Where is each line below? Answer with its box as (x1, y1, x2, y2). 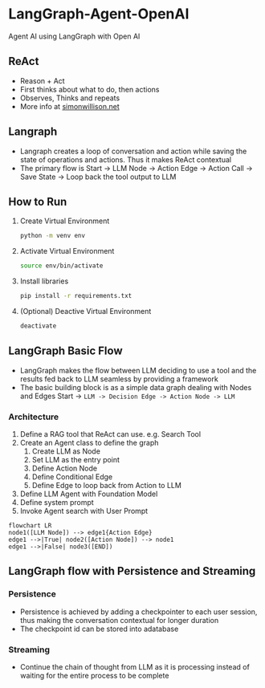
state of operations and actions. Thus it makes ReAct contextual (19, 154, 231, 165)
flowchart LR (8, 521, 52, 530)
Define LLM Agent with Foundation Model (19, 489, 158, 499)
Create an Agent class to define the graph (19, 438, 159, 447)
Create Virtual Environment (19, 216, 110, 226)
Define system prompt (19, 497, 94, 507)
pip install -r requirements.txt (19, 292, 132, 300)
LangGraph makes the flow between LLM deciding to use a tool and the (19, 365, 257, 375)
